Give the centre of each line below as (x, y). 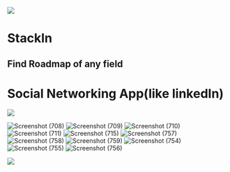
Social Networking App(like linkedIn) (116, 93)
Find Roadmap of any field (65, 63)
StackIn (30, 38)
